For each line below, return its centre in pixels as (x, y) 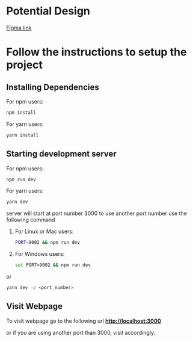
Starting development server (62, 154)
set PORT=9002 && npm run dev (53, 265)
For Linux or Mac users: (44, 232)
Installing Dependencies (53, 87)
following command (31, 220)
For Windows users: (40, 254)
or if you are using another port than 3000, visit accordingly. (81, 332)
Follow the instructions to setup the (96, 52)
